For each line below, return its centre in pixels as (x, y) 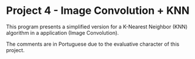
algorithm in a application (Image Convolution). (62, 32)
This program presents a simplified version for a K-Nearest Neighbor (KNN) (97, 27)
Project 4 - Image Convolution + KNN (98, 11)
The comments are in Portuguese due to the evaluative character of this (93, 44)
